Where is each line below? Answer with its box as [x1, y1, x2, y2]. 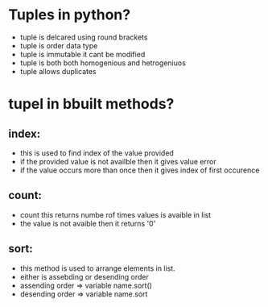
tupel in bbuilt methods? [8, 95, 175, 114]
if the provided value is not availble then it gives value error [19, 156, 216, 166]
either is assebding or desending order [19, 272, 149, 281]
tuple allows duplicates [19, 66, 97, 76]
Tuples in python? [8, 6, 131, 24]
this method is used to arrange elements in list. [19, 263, 175, 273]
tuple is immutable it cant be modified [19, 49, 146, 59]
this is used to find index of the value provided [19, 147, 175, 158]
